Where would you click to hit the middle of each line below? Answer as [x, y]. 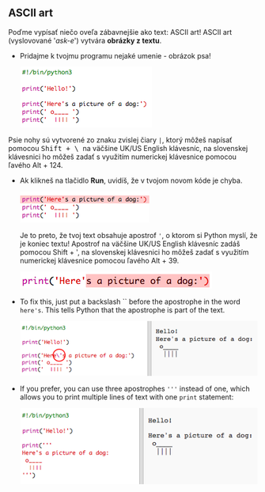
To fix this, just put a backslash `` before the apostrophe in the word [130, 301]
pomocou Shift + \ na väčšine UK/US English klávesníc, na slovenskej [128, 148]
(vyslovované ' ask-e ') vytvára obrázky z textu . [85, 40]
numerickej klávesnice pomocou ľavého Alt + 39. [99, 260]
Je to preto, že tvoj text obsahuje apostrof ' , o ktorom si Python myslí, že [138, 235]
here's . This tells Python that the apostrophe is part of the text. [122, 310]
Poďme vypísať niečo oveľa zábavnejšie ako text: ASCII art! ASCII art [120, 32]
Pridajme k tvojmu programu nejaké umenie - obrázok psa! [115, 55]
